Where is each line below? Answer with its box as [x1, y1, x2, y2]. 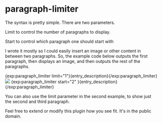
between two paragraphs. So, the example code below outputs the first [5, 53, 148, 59]
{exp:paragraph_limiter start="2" [11, 79, 77, 84]
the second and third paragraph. [5, 99, 70, 104]
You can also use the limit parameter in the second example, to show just [5, 93, 152, 99]
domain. [5, 113, 21, 119]
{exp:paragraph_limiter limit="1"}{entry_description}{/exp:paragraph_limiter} [5, 73, 158, 79]
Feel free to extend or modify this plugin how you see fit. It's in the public [5, 108, 152, 114]
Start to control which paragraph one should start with [5, 38, 114, 44]
